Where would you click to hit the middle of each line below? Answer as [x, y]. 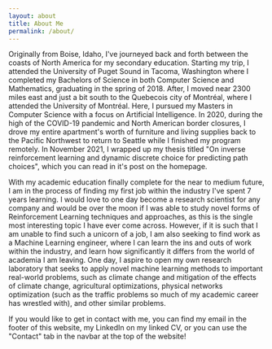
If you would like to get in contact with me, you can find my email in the [127, 319]
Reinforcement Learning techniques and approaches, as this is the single [131, 217]
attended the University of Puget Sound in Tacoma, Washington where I [129, 72]
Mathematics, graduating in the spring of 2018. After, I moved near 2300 [129, 89]
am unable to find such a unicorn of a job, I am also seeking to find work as [134, 234]
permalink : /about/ [42, 31]
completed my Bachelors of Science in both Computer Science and [121, 80]
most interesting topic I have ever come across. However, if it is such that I [133, 225]
